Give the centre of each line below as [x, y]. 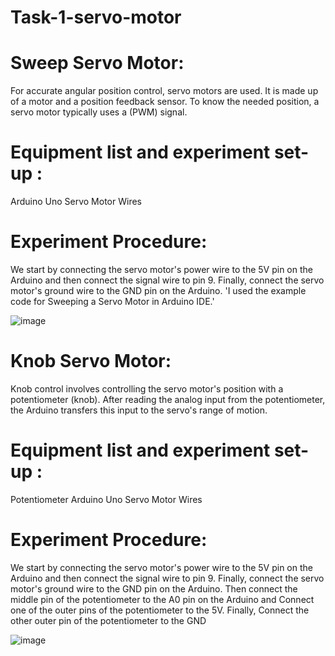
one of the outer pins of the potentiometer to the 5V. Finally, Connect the [160, 610]
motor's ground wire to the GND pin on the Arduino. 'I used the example [158, 290]
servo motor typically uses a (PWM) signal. [99, 112]
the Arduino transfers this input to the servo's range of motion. [139, 410]
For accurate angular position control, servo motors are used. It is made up [164, 91]
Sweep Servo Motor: [97, 63]
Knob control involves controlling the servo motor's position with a [147, 388]
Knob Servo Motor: [91, 361]
